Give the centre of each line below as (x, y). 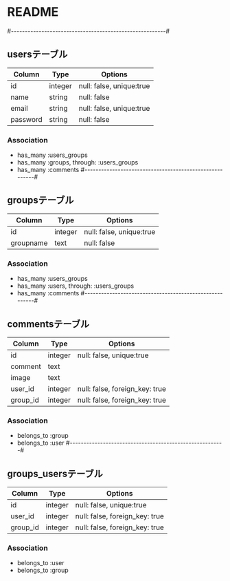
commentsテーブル (48, 324)
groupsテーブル (41, 200)
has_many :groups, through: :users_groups (78, 162)
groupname (29, 243)
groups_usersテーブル (55, 473)
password (26, 119)
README (33, 12)
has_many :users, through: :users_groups (76, 286)
